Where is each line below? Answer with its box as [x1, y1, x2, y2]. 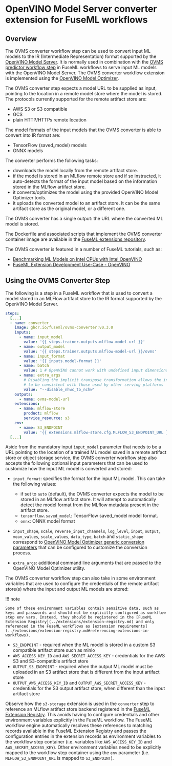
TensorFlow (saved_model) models [12, 142, 87, 148]
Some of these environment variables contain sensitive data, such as [5, 606, 159, 611]
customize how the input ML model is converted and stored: [5, 466, 132, 472]
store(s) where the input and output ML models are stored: [5, 586, 129, 592]
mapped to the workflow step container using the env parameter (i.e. [5, 750, 150, 756]
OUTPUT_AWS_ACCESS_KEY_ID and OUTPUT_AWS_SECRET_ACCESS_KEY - [12, 680, 146, 686]
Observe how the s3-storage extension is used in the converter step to [5, 700, 155, 707]
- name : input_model [18, 335, 63, 340]
